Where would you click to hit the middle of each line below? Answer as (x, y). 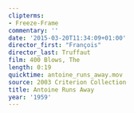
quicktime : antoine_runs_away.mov (66, 75)
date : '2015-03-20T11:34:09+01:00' (67, 38)
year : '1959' (30, 97)
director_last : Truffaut (49, 53)
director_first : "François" (55, 45)
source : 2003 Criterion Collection (67, 82)
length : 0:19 (30, 68)
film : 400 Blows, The (44, 60)
